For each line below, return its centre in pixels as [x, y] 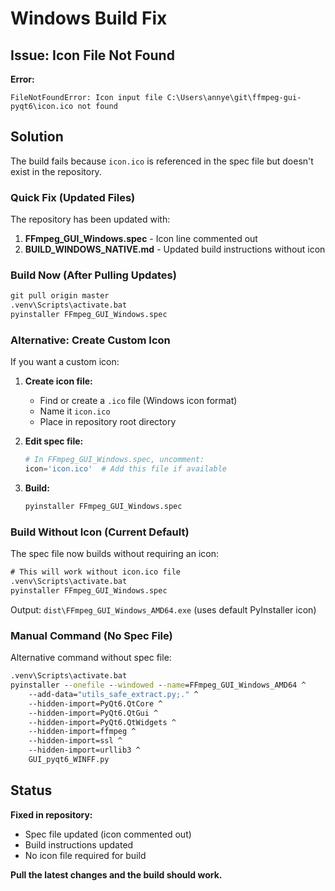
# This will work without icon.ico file [96, 572]
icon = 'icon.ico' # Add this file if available [125, 469]
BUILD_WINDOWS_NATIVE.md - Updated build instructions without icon [175, 249]
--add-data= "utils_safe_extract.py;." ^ [113, 694]
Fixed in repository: [51, 814]
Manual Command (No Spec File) [91, 635]
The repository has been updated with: [90, 219]
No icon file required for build [85, 855]
